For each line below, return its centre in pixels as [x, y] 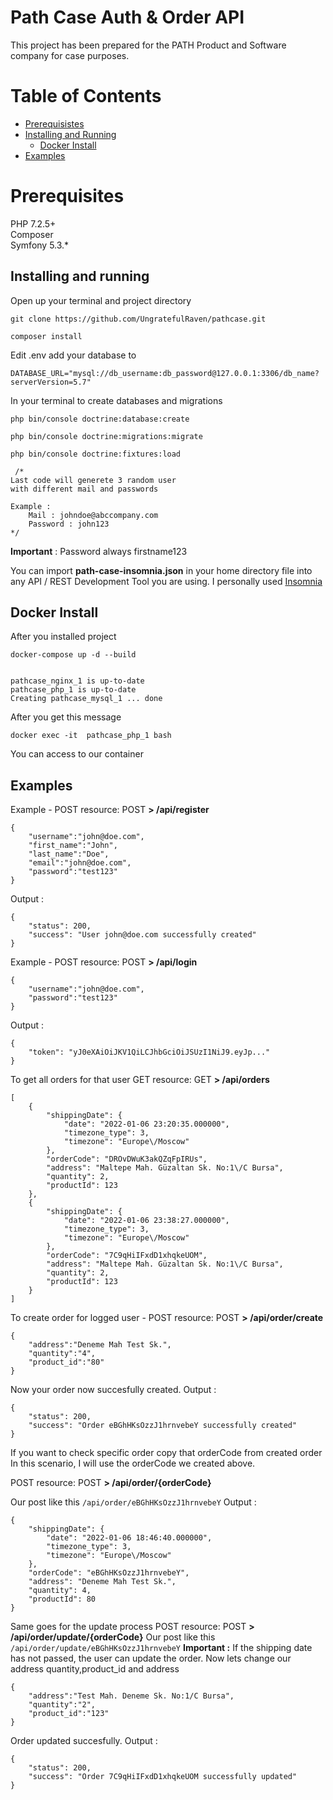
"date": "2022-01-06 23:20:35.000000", [146, 1124]
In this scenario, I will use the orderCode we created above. [133, 1463]
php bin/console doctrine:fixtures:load [96, 454]
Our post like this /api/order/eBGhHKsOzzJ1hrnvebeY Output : [133, 1502]
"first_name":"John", [73, 846]
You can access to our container [77, 754]
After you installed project [63, 637]
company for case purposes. [70, 55]
